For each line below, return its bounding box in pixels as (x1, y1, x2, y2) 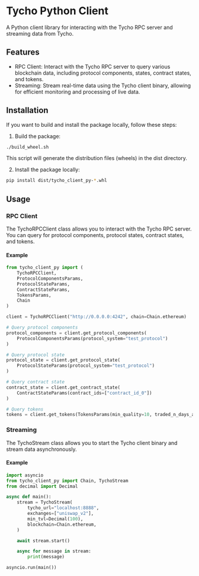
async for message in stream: (17, 548, 92, 555)
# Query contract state (6, 379, 65, 385)
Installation (6, 105, 49, 116)
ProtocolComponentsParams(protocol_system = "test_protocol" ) (17, 335, 168, 341)
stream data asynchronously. (6, 446, 77, 453)
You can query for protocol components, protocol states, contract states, (6, 232, 184, 238)
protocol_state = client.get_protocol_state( (6, 357, 120, 363)
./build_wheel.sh (6, 144, 49, 150)
